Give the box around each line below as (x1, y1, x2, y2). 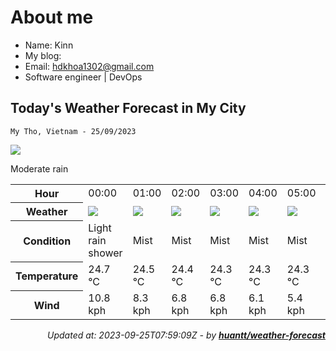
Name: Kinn (24, 39, 74, 51)
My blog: (24, 49, 62, 61)
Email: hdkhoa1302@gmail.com (24, 60, 155, 72)
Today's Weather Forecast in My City (10, 100, 247, 117)
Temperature (15, 269, 79, 283)
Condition (23, 234, 72, 248)
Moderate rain (10, 162, 69, 175)
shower (88, 246, 123, 260)
